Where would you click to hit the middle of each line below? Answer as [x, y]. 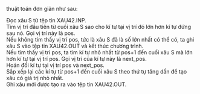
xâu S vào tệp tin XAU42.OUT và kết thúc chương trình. [75, 46]
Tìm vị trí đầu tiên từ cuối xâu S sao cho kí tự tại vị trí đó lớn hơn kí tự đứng [99, 27]
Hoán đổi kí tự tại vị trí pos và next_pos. [55, 65]
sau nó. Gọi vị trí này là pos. [41, 33]
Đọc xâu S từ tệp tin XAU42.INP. [46, 20]
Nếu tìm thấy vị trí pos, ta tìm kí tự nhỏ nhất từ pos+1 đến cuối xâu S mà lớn [99, 52]
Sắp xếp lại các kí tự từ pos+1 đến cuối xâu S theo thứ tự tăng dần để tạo [97, 71]
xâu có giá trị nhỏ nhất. [35, 78]
